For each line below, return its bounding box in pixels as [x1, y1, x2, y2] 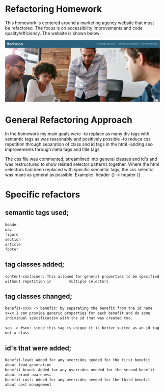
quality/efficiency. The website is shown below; [5, 30, 101, 36]
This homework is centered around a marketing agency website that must [5, 20, 154, 26]
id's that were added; [5, 344, 72, 352]
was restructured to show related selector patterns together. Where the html [5, 161, 160, 167]
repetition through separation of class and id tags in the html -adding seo [5, 141, 153, 147]
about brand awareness [5, 372, 52, 378]
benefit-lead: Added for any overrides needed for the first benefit [5, 357, 151, 363]
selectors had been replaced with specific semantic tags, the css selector [5, 166, 154, 172]
